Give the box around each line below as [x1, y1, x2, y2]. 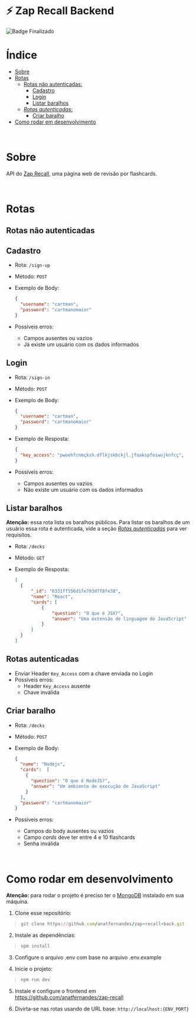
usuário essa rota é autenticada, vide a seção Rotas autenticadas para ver [6, 525, 187, 532]
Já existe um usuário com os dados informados [23, 341, 139, 348]
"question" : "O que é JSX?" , [52, 610, 124, 616]
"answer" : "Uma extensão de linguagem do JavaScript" [52, 616, 187, 622]
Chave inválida [23, 689, 60, 696]
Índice [6, 49, 37, 62]
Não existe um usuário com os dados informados [23, 486, 143, 493]
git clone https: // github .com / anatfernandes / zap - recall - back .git [20, 921, 185, 927]
